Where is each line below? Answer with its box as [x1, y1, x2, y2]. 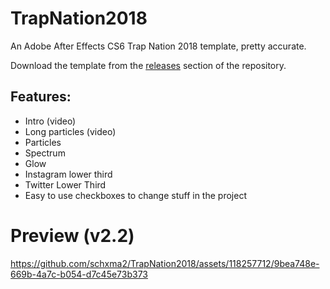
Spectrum [24, 147, 66, 159]
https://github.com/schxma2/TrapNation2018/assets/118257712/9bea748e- [10, 257, 320, 269]
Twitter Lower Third [24, 178, 107, 191]
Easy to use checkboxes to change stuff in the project [24, 189, 247, 201]
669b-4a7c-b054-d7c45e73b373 [10, 268, 148, 280]
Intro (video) [24, 115, 77, 127]
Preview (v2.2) [10, 224, 135, 247]
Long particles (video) [24, 125, 117, 137]
